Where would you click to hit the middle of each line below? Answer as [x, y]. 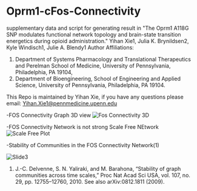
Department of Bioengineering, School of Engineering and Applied [98, 78]
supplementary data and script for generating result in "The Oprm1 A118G [98, 28]
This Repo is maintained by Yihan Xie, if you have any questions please [95, 97]
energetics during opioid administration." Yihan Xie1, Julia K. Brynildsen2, [98, 41]
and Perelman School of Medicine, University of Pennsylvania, [93, 66]
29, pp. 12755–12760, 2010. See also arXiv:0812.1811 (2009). [90, 181]
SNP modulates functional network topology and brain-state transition [94, 34]
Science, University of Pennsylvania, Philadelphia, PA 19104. [90, 85]
